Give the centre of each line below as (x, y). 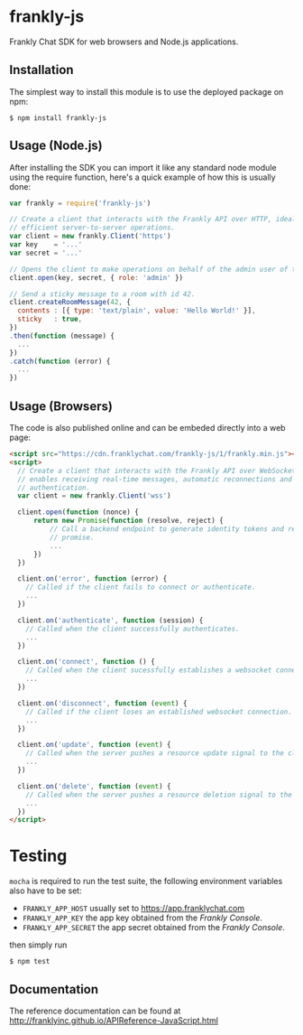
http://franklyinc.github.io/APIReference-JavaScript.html (114, 1021)
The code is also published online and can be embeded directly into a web (147, 428)
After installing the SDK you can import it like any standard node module (143, 167)
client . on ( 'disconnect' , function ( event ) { (102, 703)
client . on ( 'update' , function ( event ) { (94, 745)
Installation (41, 70)
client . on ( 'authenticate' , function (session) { (110, 620)
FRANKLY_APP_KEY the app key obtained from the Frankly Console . (142, 918)
